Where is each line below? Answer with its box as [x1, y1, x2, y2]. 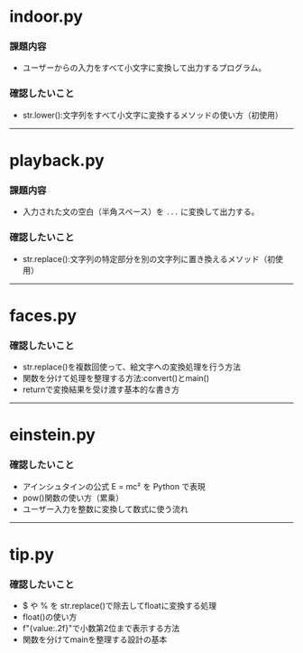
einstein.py [9, 424, 96, 445]
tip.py [9, 544, 54, 564]
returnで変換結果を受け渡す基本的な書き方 [22, 384, 180, 395]
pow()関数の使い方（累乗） [22, 492, 124, 503]
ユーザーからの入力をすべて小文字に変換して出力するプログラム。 [22, 62, 267, 73]
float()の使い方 [22, 611, 78, 622]
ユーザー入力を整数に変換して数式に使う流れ [22, 503, 189, 514]
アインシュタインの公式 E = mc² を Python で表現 [22, 480, 206, 491]
